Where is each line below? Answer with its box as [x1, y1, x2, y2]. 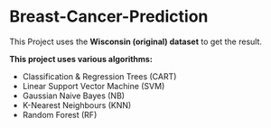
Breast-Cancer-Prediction [9, 6, 209, 27]
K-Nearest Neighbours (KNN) [22, 99, 132, 110]
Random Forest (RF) [22, 109, 98, 120]
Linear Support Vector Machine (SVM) [22, 80, 165, 91]
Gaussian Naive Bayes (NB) [22, 90, 125, 101]
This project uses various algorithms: [9, 53, 154, 64]
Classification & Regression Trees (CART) [22, 70, 177, 82]
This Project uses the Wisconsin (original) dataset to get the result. [9, 36, 263, 47]
